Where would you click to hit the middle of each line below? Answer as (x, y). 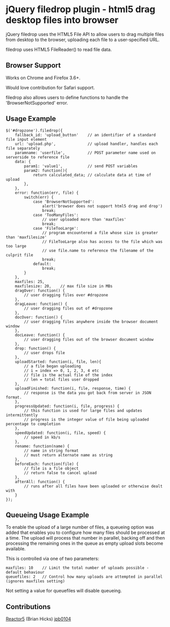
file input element (26, 139)
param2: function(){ (46, 170)
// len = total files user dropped (62, 380)
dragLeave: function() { (41, 304)
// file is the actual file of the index (69, 375)
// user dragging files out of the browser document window (89, 339)
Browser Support (33, 65)
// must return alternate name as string (69, 455)
